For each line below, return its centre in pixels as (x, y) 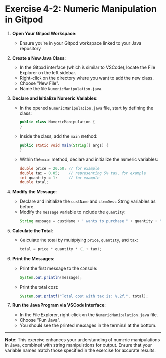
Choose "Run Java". (40, 320)
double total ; (34, 182)
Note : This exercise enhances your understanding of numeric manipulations (83, 340)
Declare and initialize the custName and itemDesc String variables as (87, 201)
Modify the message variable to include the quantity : (72, 212)
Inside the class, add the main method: (59, 136)
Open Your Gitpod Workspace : (44, 33)
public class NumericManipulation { (57, 122)
